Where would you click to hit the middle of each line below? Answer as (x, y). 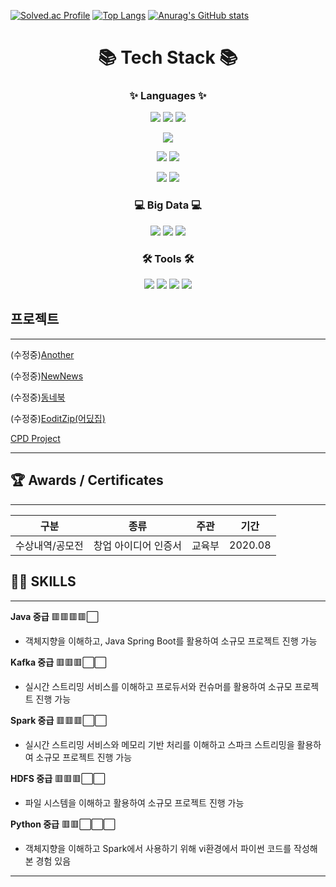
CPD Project (35, 438)
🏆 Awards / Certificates (87, 480)
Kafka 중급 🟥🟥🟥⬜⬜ (58, 662)
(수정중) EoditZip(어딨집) (58, 418)
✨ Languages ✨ (168, 96)
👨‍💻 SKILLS (43, 581)
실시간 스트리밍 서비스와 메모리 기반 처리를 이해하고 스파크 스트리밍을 (159, 744)
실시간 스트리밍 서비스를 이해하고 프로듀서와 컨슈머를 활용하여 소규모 (158, 686)
